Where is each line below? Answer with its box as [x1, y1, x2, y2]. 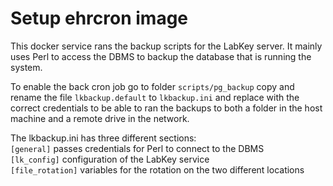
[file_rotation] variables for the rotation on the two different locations [10, 163, 305, 176]
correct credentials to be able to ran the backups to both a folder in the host [10, 102, 323, 114]
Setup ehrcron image [10, 7, 189, 30]
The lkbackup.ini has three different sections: [10, 132, 197, 144]
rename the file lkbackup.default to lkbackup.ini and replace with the [10, 91, 300, 103]
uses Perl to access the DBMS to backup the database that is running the [10, 50, 312, 62]
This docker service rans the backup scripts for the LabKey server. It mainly [10, 40, 323, 52]
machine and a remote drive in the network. [10, 112, 190, 124]
